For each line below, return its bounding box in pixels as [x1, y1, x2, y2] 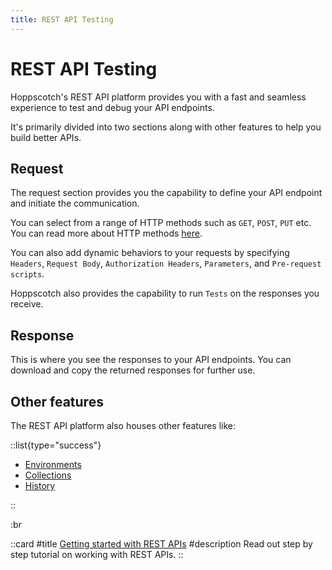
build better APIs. [10, 131, 82, 143]
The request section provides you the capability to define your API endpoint [10, 187, 323, 199]
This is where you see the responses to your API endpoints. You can [10, 354, 292, 366]
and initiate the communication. [10, 197, 140, 210]
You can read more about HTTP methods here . [10, 227, 203, 240]
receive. [10, 298, 44, 310]
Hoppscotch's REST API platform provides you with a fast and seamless [10, 91, 307, 103]
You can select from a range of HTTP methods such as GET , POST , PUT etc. [10, 217, 312, 229]
